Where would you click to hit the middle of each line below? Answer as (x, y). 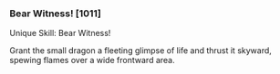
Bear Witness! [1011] (56, 14)
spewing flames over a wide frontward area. (92, 60)
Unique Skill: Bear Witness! (60, 33)
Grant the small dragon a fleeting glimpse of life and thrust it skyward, (140, 51)
